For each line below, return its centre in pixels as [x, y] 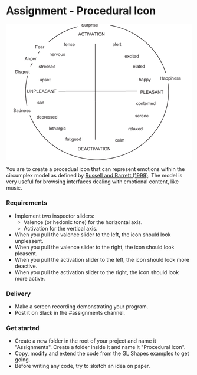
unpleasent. [29, 241]
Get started [23, 328]
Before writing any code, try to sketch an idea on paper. [82, 366]
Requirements [27, 203]
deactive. [26, 266]
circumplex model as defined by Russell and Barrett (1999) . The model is [94, 175]
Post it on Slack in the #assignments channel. [70, 313]
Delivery [19, 294]
